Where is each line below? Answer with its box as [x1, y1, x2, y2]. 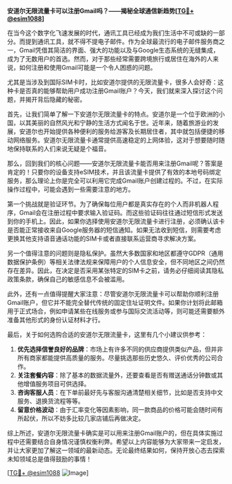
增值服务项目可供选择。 [23, 380, 90, 388]
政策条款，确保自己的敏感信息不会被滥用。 [7, 275, 128, 283]
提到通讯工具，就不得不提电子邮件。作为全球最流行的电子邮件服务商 [25, 37, 219, 46]
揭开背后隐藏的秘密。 [25, 95, 86, 103]
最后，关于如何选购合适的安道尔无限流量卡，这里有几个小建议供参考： [7, 331, 207, 338]
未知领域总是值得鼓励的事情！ [7, 455, 92, 463]
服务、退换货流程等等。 [17, 397, 84, 405]
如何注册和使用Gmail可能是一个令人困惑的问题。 [19, 64, 157, 71]
